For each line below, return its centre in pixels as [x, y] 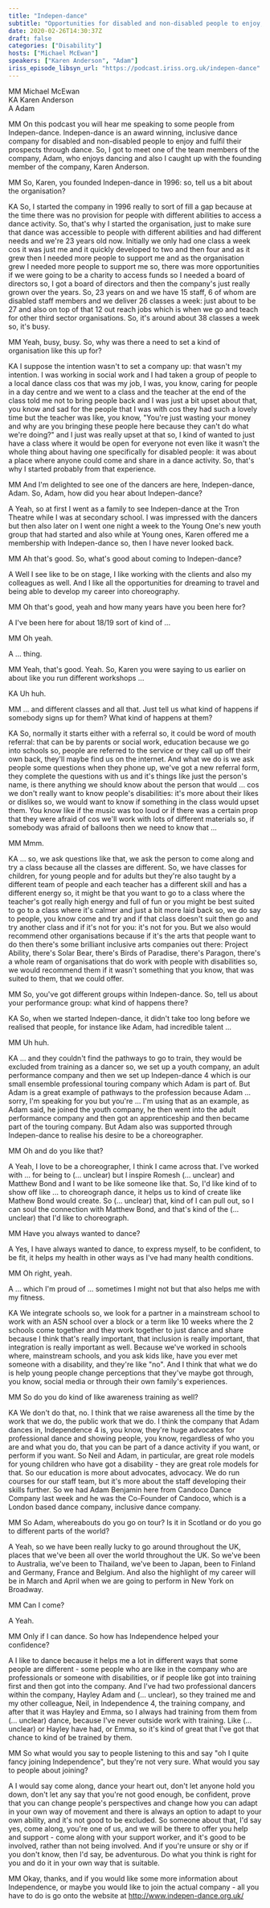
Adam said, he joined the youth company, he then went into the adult [122, 1110]
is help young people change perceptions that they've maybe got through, [131, 1373]
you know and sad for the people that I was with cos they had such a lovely [133, 409]
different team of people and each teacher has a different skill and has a [128, 884]
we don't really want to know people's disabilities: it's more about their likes [133, 793]
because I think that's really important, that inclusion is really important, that [134, 1338]
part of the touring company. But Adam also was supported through [121, 1126]
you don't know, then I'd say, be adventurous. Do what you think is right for [133, 1854]
